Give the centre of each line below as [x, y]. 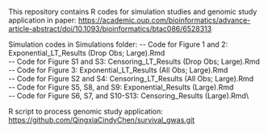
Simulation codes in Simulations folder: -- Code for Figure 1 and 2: [118, 44]
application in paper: [42, 20]
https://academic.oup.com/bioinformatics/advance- [164, 20]
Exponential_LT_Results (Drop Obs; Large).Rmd [87, 53]
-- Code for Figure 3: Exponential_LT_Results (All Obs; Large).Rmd [118, 70]
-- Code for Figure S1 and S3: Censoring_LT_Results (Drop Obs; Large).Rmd [134, 61]
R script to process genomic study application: [86, 111]
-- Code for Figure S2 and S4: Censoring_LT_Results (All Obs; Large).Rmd [131, 79]
